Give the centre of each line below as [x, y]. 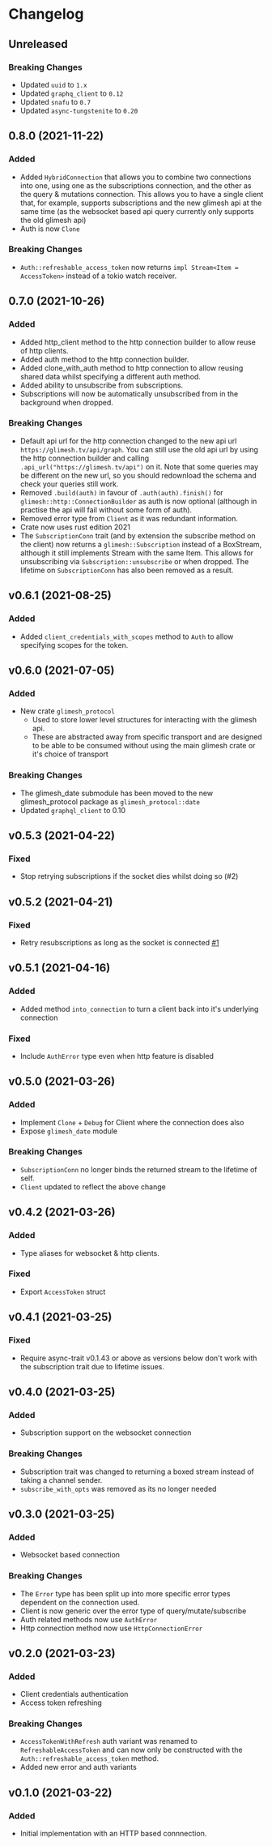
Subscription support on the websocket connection [106, 1433]
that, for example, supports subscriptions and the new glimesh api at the [141, 203]
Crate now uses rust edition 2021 [75, 527]
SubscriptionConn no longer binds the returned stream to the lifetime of [138, 1169]
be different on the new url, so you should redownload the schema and [138, 475]
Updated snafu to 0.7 [55, 101]
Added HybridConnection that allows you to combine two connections [136, 177]
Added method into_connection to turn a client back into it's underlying [139, 1009]
